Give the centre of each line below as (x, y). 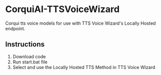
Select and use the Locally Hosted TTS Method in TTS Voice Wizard (84, 67)
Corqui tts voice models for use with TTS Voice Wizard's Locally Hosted (80, 23)
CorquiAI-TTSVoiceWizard (62, 9)
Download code (29, 56)
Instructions (25, 45)
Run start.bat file (30, 62)
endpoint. (15, 28)
